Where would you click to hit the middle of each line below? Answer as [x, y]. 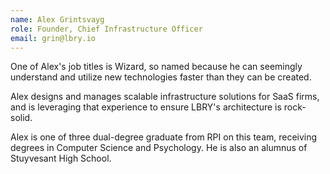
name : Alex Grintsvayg [57, 19]
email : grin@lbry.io [53, 38]
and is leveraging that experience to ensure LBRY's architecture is [146, 107]
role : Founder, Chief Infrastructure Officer [106, 29]
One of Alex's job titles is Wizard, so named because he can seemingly [156, 67]
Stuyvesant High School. [61, 158]
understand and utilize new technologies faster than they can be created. [161, 77]
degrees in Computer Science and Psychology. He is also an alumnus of [159, 148]
